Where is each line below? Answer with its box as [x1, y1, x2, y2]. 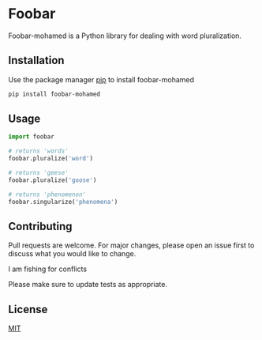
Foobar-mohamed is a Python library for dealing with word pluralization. [8, 31, 242, 40]
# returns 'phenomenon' [8, 191, 87, 198]
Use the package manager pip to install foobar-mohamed [8, 74, 195, 84]
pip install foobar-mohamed [8, 90, 101, 98]
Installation [8, 54, 65, 67]
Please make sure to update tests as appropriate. [8, 280, 168, 289]
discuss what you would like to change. [8, 249, 137, 259]
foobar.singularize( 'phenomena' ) [8, 198, 118, 206]
